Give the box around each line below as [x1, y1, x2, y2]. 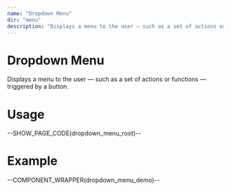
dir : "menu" [7, 16, 41, 23]
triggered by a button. [7, 82, 69, 91]
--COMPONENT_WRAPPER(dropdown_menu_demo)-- [7, 176, 160, 184]
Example [7, 153, 58, 169]
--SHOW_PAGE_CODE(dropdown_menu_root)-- [7, 129, 142, 137]
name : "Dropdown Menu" [7, 10, 72, 17]
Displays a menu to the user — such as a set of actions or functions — [7, 75, 206, 83]
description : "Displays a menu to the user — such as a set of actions [7, 23, 217, 30]
